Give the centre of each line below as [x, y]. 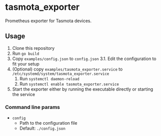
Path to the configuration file [48, 123]
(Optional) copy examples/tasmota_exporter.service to [67, 69]
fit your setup [26, 64]
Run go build [26, 53]
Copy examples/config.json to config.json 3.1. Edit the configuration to [84, 59]
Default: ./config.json [42, 128]
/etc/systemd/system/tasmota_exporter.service [61, 74]
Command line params [33, 107]
